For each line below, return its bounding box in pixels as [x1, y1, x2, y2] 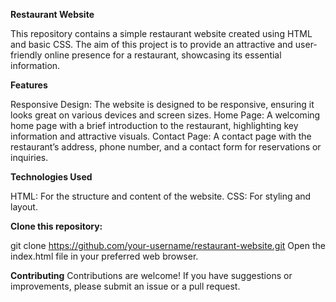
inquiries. [10, 152, 49, 163]
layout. [10, 201, 38, 213]
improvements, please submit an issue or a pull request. [10, 280, 241, 292]
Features [10, 79, 48, 91]
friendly [10, 49, 43, 61]
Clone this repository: [10, 220, 103, 232]
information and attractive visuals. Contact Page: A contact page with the [10, 130, 312, 142]
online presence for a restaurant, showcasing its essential [44, 49, 282, 61]
